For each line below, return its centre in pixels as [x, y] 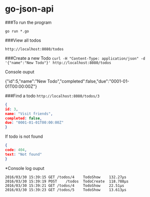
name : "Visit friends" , [29, 114]
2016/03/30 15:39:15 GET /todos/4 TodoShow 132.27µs [66, 177]
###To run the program [28, 22]
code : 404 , [16, 150]
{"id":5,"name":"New [26, 81]
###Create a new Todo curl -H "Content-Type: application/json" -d [75, 58]
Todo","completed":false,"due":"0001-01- [88, 81]
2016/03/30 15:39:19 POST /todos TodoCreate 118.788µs [67, 181]
